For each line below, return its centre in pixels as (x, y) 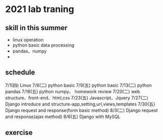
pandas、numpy (29, 51)
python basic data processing (43, 45)
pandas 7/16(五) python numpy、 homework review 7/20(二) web (73, 91)
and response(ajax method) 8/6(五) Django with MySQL (63, 116)
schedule (20, 73)
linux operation (28, 40)
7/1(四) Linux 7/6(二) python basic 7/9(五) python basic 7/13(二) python (78, 85)
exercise (19, 133)
